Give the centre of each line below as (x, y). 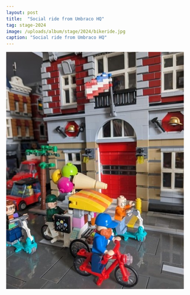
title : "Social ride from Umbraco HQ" (55, 19)
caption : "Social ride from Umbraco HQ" (57, 38)
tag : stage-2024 (26, 25)
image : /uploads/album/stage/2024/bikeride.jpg (66, 31)
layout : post (22, 12)
